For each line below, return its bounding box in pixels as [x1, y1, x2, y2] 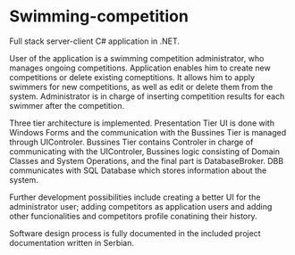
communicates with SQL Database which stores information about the [9, 165, 267, 176]
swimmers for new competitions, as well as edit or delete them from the [9, 81, 274, 92]
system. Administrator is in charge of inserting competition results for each [9, 91, 285, 102]
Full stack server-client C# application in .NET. [9, 36, 181, 46]
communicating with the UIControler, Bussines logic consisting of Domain [9, 145, 280, 157]
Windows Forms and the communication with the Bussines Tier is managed [9, 127, 287, 137]
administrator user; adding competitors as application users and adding [9, 201, 273, 211]
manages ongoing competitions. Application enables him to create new [9, 62, 271, 73]
